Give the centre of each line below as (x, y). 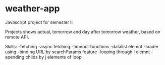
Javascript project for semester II (39, 22)
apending (15, 57)
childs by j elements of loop (54, 57)
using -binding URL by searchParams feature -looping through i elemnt (78, 52)
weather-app (33, 9)
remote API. (17, 37)
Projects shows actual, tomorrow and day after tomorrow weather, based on (83, 32)
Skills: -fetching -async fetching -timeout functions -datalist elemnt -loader (82, 46)
